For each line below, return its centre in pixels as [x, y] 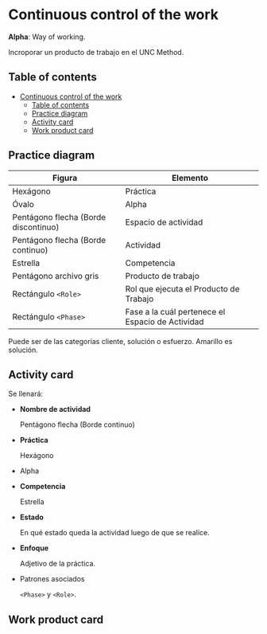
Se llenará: [26, 394]
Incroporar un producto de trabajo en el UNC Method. [96, 52]
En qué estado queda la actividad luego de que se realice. [114, 533]
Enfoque [34, 548]
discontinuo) [36, 227]
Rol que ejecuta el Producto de [182, 288]
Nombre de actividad [55, 409]
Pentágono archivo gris [56, 276]
